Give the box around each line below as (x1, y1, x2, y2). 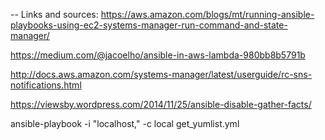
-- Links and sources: (10, 9, 99, 20)
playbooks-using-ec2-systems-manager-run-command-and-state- (10, 19, 288, 31)
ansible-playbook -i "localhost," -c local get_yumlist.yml (10, 118, 240, 129)
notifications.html (10, 79, 82, 91)
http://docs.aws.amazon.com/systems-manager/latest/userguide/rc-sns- (10, 69, 313, 80)
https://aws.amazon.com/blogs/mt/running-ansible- (100, 9, 315, 20)
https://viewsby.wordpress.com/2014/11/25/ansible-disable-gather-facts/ (10, 99, 312, 110)
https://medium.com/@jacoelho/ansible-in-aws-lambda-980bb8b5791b (10, 49, 306, 61)
